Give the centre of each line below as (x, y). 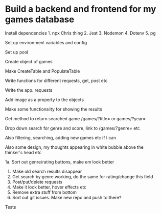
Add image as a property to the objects (45, 100)
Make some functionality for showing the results (54, 109)
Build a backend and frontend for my (81, 9)
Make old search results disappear (47, 171)
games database (40, 19)
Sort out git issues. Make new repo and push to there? (67, 197)
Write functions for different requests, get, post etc (56, 80)
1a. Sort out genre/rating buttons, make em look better (60, 162)
